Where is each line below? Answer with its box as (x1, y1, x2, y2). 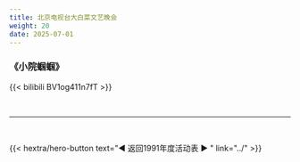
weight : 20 (9, 21, 50, 30)
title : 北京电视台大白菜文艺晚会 (9, 12, 118, 22)
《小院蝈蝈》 (9, 61, 65, 73)
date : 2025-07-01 (9, 29, 74, 38)
